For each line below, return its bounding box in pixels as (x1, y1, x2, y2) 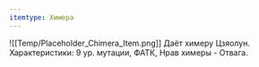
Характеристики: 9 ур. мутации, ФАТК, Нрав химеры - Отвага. (9, 46, 248, 58)
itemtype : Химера (9, 13, 74, 22)
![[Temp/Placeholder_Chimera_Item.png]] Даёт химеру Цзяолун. (9, 38, 251, 48)
